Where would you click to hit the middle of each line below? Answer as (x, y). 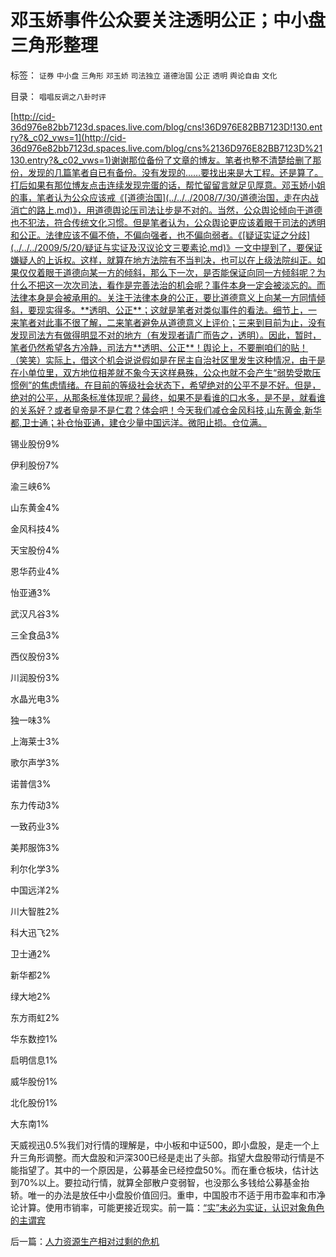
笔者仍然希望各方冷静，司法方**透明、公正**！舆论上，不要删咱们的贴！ (159, 347)
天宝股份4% (35, 550)
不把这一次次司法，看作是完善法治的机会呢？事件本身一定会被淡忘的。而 (176, 285)
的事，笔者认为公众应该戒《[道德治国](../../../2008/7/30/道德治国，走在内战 (164, 197)
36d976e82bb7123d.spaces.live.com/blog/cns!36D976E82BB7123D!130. (160, 127)
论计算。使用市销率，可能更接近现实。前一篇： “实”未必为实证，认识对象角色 (167, 1207)
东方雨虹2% (35, 1017)
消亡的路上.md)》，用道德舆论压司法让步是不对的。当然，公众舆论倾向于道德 (166, 210)
